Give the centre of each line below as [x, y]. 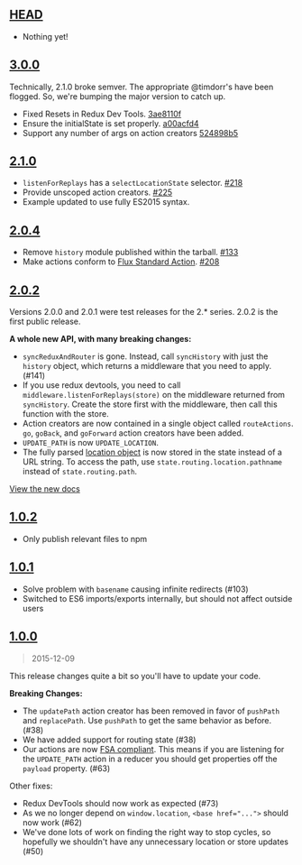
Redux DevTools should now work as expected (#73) [120, 803]
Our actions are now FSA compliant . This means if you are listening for [153, 749]
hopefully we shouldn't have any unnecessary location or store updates [155, 842]
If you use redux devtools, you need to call [101, 385]
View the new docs [45, 489]
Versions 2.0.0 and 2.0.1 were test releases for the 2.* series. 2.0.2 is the [144, 312]
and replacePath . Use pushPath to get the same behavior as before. [147, 720]
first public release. [45, 322]
